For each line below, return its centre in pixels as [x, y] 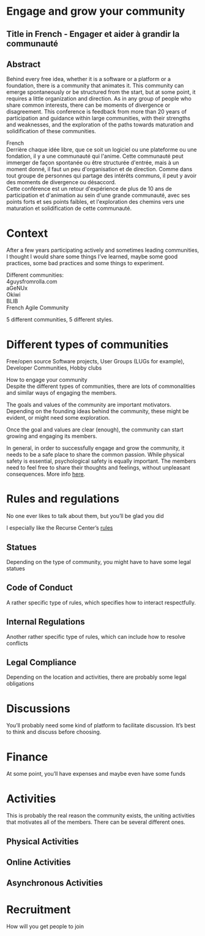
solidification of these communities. [51, 131]
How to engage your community [47, 380]
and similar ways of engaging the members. [62, 393]
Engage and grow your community [96, 11]
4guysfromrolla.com [32, 282]
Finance [27, 757]
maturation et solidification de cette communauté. [69, 208]
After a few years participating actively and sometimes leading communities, [103, 250]
